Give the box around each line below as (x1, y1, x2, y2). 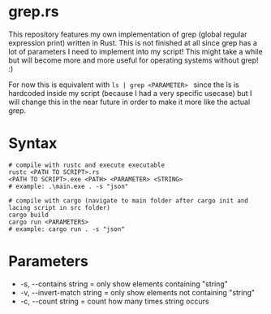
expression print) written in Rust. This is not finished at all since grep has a (8, 37, 258, 47)
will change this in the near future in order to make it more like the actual (8, 97, 251, 107)
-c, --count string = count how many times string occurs (19, 296, 209, 306)
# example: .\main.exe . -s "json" (8, 182, 129, 190)
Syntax (8, 134, 58, 153)
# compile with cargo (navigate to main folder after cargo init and (8, 196, 249, 205)
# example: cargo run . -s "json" (8, 225, 126, 233)
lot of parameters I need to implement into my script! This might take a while (8, 46, 263, 56)
